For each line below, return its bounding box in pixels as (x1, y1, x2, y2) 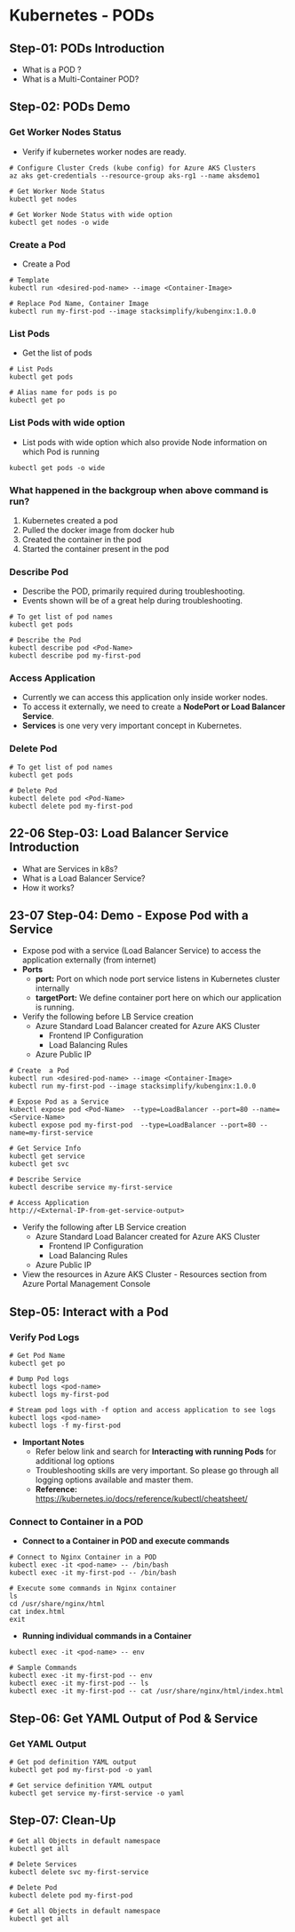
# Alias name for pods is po (9, 388, 117, 397)
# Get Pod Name (9, 1352, 66, 1361)
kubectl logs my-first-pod (9, 1390, 109, 1400)
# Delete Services (9, 1859, 77, 1869)
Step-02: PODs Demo (9, 100, 131, 115)
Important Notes (21, 1437, 84, 1448)
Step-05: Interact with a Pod (9, 1304, 169, 1320)
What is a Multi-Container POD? (21, 74, 140, 84)
